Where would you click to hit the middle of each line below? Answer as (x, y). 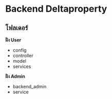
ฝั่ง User (13, 40)
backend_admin (30, 86)
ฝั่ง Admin (15, 76)
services (22, 66)
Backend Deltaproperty (56, 9)
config (20, 50)
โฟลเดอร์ (17, 28)
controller (23, 56)
